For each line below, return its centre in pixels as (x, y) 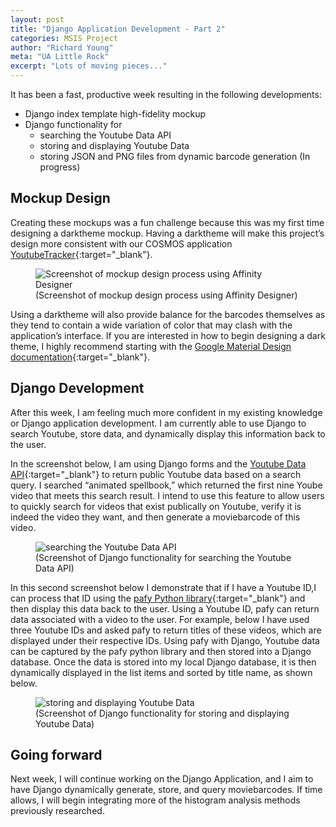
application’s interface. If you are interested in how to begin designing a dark (168, 335)
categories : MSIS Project (64, 38)
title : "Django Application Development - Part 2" (118, 29)
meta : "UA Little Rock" (60, 57)
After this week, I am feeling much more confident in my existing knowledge (166, 412)
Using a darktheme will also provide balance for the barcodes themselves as (168, 314)
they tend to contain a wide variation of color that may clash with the (151, 325)
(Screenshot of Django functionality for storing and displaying (162, 713)
